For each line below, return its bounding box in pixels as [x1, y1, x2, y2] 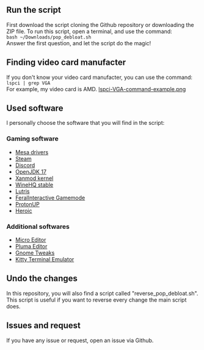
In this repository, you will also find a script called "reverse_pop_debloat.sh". [6, 289, 199, 297]
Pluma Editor [15, 243, 48, 250]
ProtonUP [15, 200, 40, 207]
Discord [15, 162, 35, 169]
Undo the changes [6, 274, 78, 284]
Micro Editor [15, 236, 46, 244]
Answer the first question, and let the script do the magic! [6, 39, 151, 47]
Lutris [15, 187, 30, 195]
